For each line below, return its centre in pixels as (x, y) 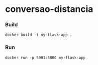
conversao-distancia (49, 9)
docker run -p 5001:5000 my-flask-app (45, 58)
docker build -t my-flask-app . (39, 35)
